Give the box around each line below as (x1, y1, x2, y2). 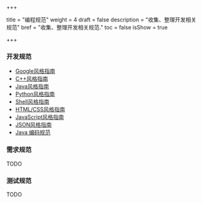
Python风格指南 (15, 90, 55, 98)
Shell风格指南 (15, 98, 50, 105)
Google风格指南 (15, 67, 56, 75)
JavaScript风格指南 (15, 113, 64, 121)
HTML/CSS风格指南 (15, 105, 65, 113)
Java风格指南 (15, 83, 50, 90)
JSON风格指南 (15, 121, 52, 129)
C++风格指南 (15, 75, 48, 83)
